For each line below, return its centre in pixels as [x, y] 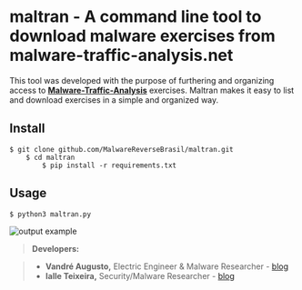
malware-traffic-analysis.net [121, 55]
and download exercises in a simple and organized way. [114, 100]
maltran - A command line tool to [136, 17]
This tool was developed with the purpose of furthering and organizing [142, 80]
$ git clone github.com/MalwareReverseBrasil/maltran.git [121, 149]
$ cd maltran [50, 157]
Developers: [55, 248]
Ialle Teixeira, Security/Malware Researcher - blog [140, 275]
